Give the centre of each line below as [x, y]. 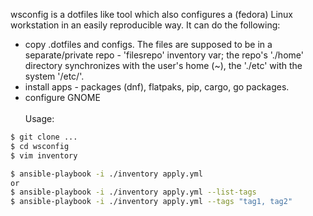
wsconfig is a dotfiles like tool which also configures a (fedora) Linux [152, 14]
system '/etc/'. [54, 76]
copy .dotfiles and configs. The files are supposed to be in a [148, 44]
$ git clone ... [44, 137]
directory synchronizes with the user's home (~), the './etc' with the [163, 65]
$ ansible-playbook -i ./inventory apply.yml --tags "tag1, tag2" [151, 202]
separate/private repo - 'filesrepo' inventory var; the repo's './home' [164, 55]
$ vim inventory [44, 155]
